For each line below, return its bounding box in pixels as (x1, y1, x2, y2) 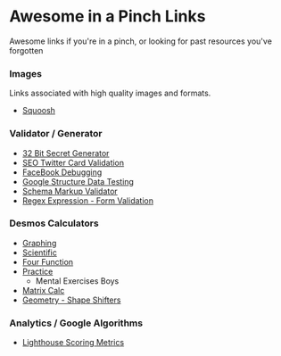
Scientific (21, 247, 58, 258)
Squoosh (21, 105, 56, 116)
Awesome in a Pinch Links (9, 6, 206, 27)
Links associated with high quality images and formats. (9, 87, 211, 99)
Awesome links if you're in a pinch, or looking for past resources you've (9, 36, 272, 46)
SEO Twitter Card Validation (21, 157, 125, 168)
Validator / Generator (9, 128, 103, 140)
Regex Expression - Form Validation (21, 195, 154, 206)
